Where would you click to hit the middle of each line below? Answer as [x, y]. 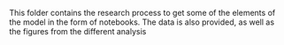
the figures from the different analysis [78, 31]
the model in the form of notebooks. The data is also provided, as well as [142, 22]
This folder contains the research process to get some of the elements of [142, 13]
